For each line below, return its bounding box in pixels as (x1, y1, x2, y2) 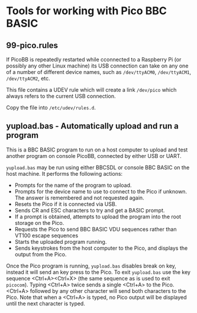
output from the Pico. (14, 250, 67, 258)
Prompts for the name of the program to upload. (14, 182, 132, 189)
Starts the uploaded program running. (14, 238, 107, 245)
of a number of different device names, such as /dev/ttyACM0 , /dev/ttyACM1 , (6, 69, 191, 75)
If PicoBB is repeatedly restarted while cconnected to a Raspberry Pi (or (6, 56, 182, 63)
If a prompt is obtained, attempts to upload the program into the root (14, 213, 182, 220)
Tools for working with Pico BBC (6, 4, 167, 18)
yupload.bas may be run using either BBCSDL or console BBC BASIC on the (6, 164, 190, 171)
